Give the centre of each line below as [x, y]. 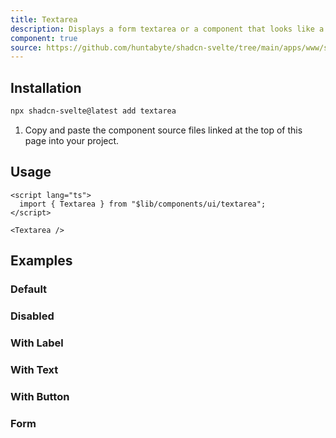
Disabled [32, 316]
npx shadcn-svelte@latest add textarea [93, 111]
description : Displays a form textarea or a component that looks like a [167, 29]
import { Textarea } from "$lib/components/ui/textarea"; [143, 204]
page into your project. [72, 140]
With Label [37, 343]
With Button [40, 396]
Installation [46, 87]
